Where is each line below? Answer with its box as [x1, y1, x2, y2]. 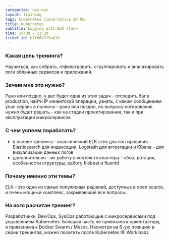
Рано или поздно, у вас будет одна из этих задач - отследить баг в [5, 93, 150, 99]
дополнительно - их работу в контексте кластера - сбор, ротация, [12, 154, 156, 160]
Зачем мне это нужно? [5, 82, 65, 89]
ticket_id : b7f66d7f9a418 [5, 36, 60, 41]
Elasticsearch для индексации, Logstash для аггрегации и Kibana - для [12, 144, 164, 150]
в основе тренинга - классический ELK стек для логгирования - [12, 138, 151, 144]
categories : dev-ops [5, 7, 49, 13]
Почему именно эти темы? [5, 172, 76, 179]
